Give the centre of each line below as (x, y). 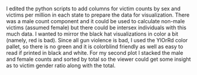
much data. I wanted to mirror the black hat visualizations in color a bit (92, 34)
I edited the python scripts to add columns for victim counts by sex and (93, 9)
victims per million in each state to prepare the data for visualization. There (98, 15)
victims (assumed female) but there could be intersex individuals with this (96, 27)
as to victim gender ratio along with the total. (61, 65)
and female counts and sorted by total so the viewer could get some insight (99, 59)
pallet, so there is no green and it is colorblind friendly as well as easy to (95, 46)
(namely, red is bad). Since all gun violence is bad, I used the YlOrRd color (97, 40)
